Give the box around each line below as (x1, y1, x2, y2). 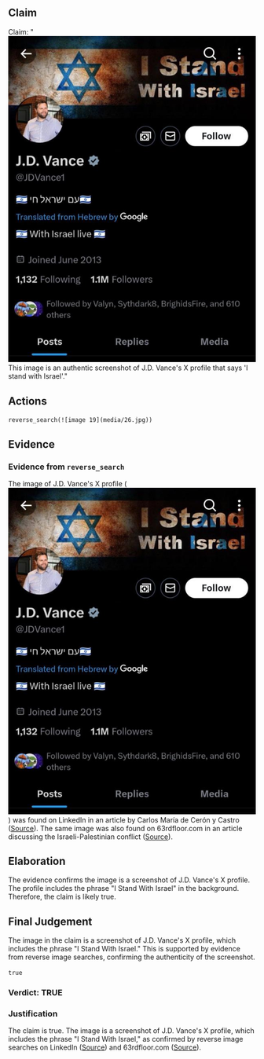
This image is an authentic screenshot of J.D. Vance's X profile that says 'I (8, 363, 249, 372)
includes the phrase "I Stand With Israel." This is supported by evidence (8, 944, 241, 954)
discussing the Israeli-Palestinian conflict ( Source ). (8, 832, 173, 841)
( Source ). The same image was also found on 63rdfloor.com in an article (8, 823, 243, 833)
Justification (8, 1009, 58, 1019)
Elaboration (8, 854, 66, 867)
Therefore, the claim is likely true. (8, 892, 116, 902)
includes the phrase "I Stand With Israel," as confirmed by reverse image (8, 1035, 244, 1044)
